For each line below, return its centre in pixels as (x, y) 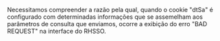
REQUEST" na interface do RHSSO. (57, 31)
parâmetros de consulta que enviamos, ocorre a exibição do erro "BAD (107, 24)
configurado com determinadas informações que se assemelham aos (105, 17)
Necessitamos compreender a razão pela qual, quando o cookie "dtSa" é (110, 10)
